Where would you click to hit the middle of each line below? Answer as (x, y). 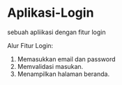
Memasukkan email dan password (67, 59)
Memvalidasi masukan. (50, 66)
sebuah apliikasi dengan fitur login (56, 32)
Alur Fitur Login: (30, 45)
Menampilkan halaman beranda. (63, 74)
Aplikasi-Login (51, 13)
